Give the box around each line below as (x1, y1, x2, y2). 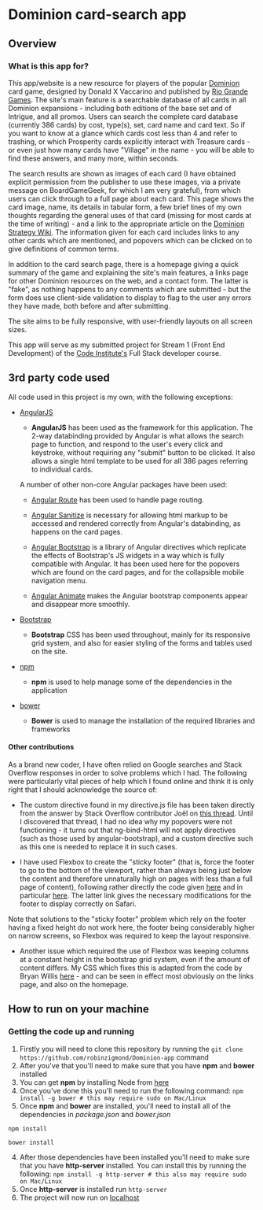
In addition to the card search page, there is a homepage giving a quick (8, 259, 239, 268)
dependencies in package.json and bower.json (19, 1109, 171, 1119)
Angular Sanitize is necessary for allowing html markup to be (31, 510, 228, 520)
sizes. (8, 324, 27, 334)
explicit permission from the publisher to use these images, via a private (8, 177, 241, 187)
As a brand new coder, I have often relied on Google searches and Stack (8, 760, 243, 769)
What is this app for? (8, 61, 89, 72)
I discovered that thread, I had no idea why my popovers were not (19, 816, 233, 826)
